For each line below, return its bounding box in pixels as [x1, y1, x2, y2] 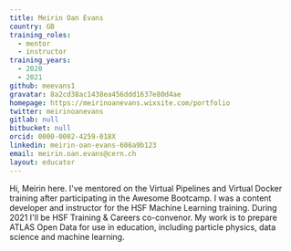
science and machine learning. [9, 231, 125, 242]
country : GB [9, 22, 55, 31]
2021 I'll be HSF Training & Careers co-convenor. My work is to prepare [9, 212, 278, 223]
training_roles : [9, 30, 71, 39]
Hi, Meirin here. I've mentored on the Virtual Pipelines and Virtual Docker [9, 183, 283, 193]
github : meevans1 [9, 81, 76, 90]
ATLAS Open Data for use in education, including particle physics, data [9, 221, 276, 233]
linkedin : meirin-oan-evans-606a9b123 [9, 141, 157, 150]
